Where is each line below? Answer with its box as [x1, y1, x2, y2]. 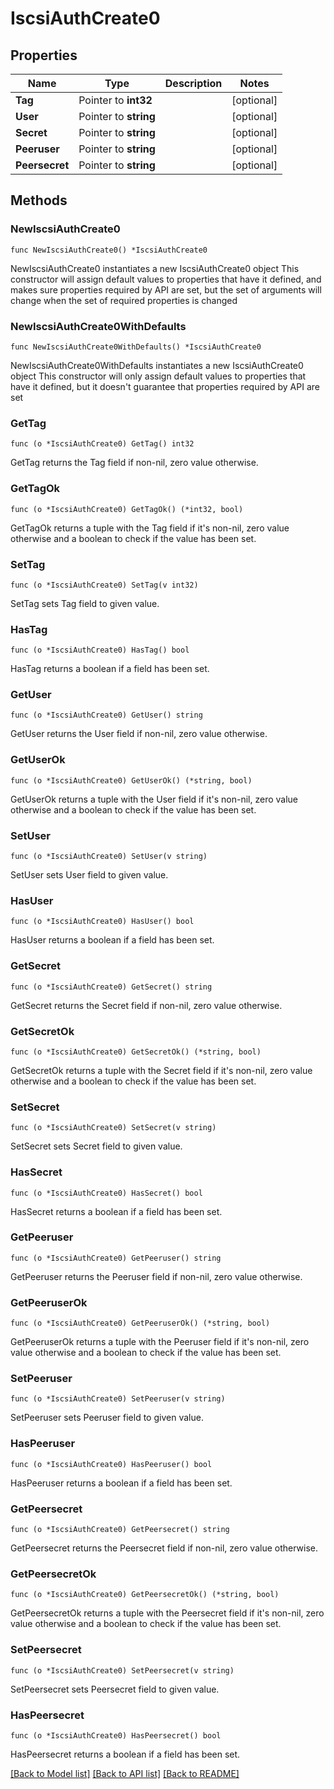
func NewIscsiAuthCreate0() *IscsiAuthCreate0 [10, 245, 208, 255]
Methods [10, 192, 68, 209]
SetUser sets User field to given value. [10, 869, 169, 881]
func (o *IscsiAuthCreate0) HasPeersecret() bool [10, 1730, 222, 1741]
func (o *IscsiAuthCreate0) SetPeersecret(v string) [10, 1665, 235, 1676]
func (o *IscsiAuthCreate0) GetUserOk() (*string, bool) [10, 775, 253, 786]
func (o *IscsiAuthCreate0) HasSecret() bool [10, 1188, 203, 1198]
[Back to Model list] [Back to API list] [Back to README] [10, 1767, 240, 1779]
